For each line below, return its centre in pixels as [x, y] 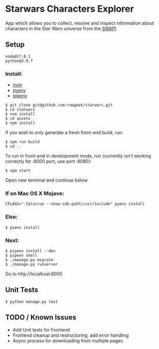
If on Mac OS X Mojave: [35, 193]
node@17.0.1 [18, 56]
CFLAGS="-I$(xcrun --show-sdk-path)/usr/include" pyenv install [75, 204]
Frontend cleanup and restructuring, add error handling [71, 335]
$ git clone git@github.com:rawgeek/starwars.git [59, 105]
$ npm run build [22, 142]
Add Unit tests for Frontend [41, 330]
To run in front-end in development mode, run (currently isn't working [78, 156]
